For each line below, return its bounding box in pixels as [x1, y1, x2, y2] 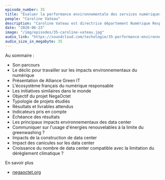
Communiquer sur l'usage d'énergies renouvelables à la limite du [12, 124, 144, 130]
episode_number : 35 [5, 7, 45, 12]
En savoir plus [5, 159, 33, 165]
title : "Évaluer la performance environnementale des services [5, 12, 137, 17]
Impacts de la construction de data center [12, 135, 97, 140]
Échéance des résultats [12, 113, 60, 120]
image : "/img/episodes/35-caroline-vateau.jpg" [5, 30, 105, 35]
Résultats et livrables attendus [12, 103, 74, 109]
